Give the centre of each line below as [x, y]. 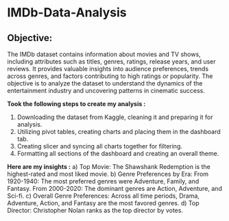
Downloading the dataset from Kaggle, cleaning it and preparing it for [115, 117]
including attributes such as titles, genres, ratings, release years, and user [111, 62]
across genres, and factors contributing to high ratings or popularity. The [110, 76]
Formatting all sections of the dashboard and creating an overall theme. [118, 153]
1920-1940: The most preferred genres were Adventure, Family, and [103, 181]
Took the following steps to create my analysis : [76, 104]
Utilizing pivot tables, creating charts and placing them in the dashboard [119, 132]
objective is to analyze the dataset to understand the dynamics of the [105, 83]
